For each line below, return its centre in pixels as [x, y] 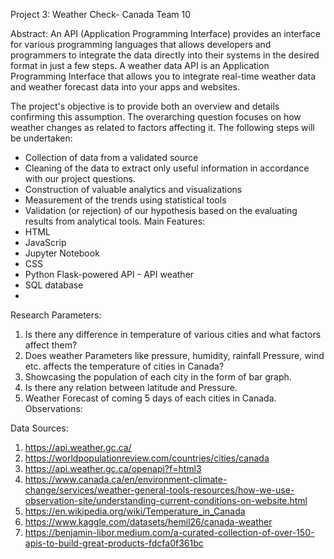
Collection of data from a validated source [111, 157]
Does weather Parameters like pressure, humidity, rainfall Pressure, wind [174, 355]
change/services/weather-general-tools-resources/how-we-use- [159, 490]
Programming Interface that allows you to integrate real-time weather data [163, 76]
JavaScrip [45, 242]
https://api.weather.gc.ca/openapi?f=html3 [113, 468]
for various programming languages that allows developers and [141, 44]
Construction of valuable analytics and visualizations [133, 189]
